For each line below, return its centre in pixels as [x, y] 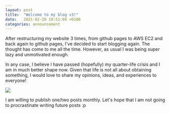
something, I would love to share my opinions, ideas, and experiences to [81, 75]
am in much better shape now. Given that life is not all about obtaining [78, 70]
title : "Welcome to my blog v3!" [42, 15]
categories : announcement [33, 24]
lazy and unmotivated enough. [37, 55]
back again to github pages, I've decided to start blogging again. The [78, 44]
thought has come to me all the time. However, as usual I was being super [83, 49]
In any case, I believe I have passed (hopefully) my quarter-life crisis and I [83, 64]
